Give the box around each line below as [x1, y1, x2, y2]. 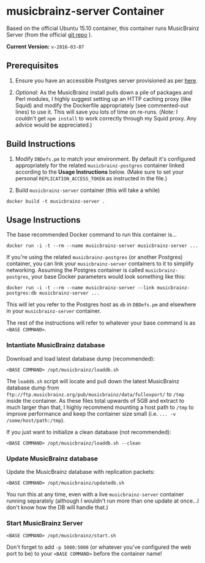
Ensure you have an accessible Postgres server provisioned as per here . [15, 76, 198, 84]
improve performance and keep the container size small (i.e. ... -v [6, 410, 176, 417]
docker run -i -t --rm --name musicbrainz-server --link [6, 285, 155, 291]
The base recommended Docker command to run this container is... [6, 231, 177, 238]
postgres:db [6, 290, 37, 296]
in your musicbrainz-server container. [6, 307, 102, 315]
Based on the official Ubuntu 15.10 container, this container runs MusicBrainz [6, 24, 199, 32]
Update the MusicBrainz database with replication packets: [6, 468, 155, 475]
